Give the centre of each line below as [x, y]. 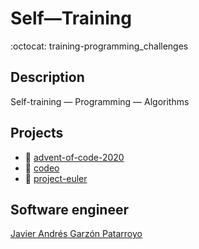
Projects [37, 133]
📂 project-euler [56, 178]
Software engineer [69, 209]
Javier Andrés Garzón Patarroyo [76, 234]
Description [47, 77]
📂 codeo [42, 168]
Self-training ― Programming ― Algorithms [100, 101]
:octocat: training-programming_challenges [99, 46]
